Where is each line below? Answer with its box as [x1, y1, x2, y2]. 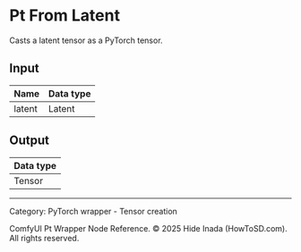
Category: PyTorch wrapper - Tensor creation [9, 206, 177, 216]
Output [9, 133, 49, 148]
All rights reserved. [9, 232, 80, 243]
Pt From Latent [9, 5, 121, 26]
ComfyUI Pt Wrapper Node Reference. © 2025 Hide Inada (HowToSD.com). [9, 223, 288, 233]
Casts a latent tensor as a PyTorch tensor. [9, 35, 163, 46]
